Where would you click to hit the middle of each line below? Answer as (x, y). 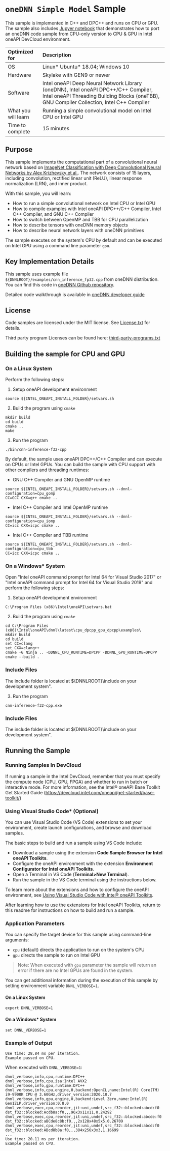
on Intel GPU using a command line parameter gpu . (58, 245)
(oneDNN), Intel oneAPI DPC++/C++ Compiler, (97, 90)
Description (57, 55)
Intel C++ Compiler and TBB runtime (50, 535)
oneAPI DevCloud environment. (38, 39)
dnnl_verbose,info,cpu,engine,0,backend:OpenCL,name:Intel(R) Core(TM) (82, 1090)
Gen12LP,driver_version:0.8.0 (37, 1103)
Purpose (19, 150)
